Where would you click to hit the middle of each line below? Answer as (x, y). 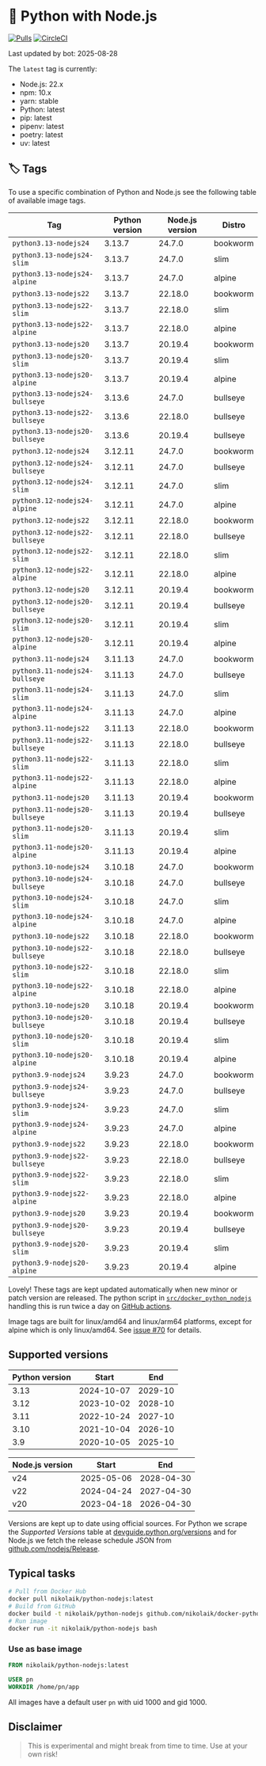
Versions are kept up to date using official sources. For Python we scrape (128, 1523)
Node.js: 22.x (42, 84)
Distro (234, 225)
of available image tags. (47, 200)
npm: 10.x (35, 92)
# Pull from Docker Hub (47, 1592)
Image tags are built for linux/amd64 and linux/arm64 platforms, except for (130, 1321)
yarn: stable (39, 101)
